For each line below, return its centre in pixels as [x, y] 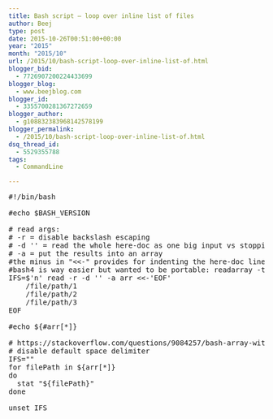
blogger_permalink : [41, 129]
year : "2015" [30, 46]
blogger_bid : [30, 69]
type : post [27, 31]
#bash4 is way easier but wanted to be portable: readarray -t [137, 270]
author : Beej [30, 24]
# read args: [35, 229]
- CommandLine [39, 167]
